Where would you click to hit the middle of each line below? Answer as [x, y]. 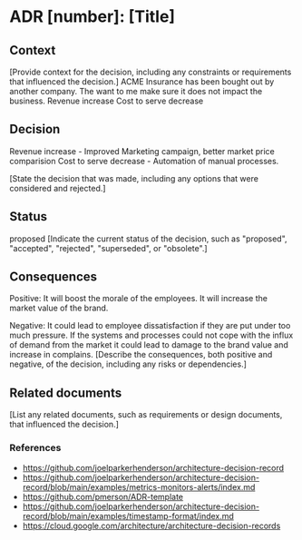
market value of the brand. [59, 308]
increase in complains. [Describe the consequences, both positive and [141, 355]
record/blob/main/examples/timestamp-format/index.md [128, 515]
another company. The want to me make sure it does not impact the [136, 91]
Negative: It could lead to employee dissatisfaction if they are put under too [150, 326]
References [35, 448]
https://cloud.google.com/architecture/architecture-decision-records [151, 525]
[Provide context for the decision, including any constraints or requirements [151, 72]
